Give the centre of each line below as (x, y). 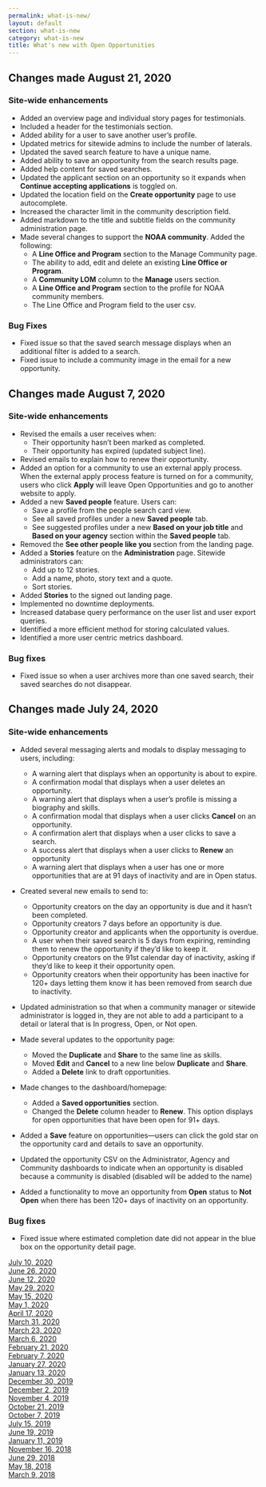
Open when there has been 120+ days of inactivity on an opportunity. (134, 1200)
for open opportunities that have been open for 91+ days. (126, 1119)
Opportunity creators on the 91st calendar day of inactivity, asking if (143, 957)
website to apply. (48, 493)
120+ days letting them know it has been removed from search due (142, 983)
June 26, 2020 (33, 1271)
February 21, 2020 (39, 1347)
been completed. (60, 915)
